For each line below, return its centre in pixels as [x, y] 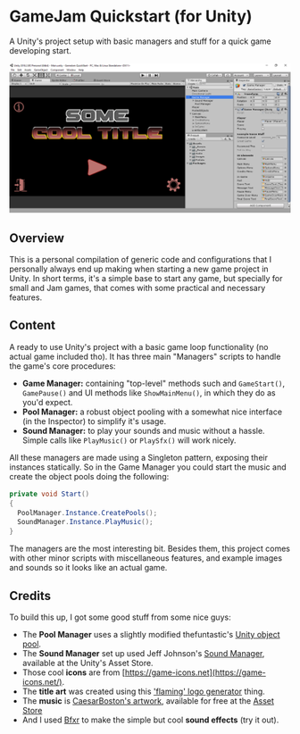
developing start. [40, 50]
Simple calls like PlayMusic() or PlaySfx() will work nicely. [129, 440]
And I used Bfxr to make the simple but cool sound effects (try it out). [150, 720]
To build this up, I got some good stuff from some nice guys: [120, 617]
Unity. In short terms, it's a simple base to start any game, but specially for [146, 278]
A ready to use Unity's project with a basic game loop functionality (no [139, 346]
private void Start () [50, 494]
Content [33, 325]
